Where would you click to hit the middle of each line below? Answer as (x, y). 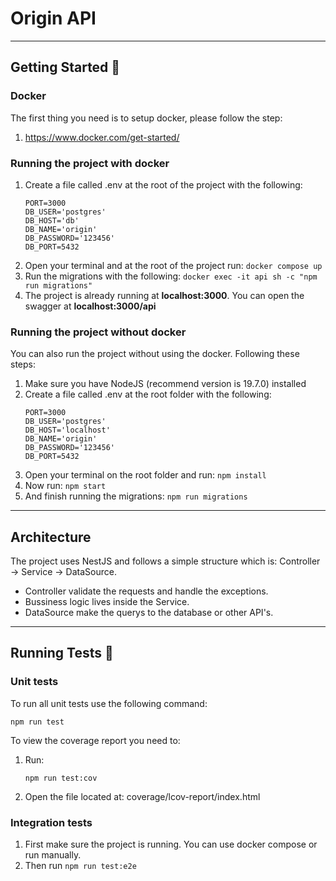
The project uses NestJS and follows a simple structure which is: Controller (165, 561)
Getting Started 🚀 (65, 67)
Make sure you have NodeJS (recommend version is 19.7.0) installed (165, 384)
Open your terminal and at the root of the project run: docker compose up (173, 265)
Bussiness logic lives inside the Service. (107, 602)
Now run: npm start (65, 486)
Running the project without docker (98, 332)
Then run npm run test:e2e (80, 866)
